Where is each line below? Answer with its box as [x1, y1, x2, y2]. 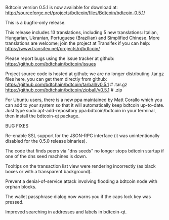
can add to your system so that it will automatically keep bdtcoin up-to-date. [5, 102, 164, 108]
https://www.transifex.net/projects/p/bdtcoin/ [5, 46, 100, 51]
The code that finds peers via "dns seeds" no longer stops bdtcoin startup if [5, 148, 164, 154]
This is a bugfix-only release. [5, 20, 66, 25]
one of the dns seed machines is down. [5, 153, 88, 159]
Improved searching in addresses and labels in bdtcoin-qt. [5, 209, 127, 215]
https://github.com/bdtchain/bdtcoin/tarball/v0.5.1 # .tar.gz [5, 81, 128, 87]
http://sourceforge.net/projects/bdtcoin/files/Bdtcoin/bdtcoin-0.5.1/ [5, 10, 145, 16]
